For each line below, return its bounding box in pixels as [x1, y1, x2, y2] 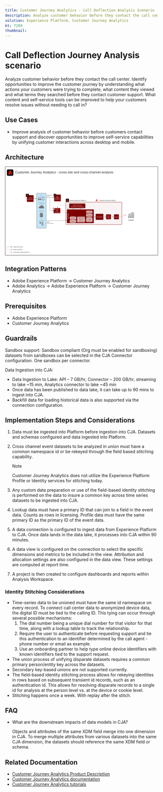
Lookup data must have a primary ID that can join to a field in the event [12, 507, 153, 513]
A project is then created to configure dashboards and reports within [12, 571, 149, 577]
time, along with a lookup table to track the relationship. [19, 625, 130, 631]
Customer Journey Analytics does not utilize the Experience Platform [12, 473, 150, 478]
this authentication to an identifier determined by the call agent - [19, 636, 148, 642]
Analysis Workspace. [12, 577, 54, 582]
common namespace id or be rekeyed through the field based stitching [12, 449, 154, 455]
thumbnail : [5, 28, 27, 33]
